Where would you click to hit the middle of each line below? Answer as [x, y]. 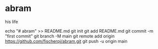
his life [12, 22]
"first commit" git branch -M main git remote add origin [60, 36]
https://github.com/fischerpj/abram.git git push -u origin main [66, 41]
